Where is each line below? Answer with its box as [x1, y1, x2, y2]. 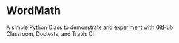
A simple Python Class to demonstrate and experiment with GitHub [6, 24, 174, 31]
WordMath [6, 4, 61, 18]
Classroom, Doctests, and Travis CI [6, 30, 94, 37]
